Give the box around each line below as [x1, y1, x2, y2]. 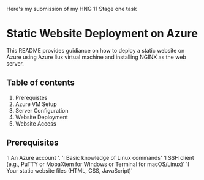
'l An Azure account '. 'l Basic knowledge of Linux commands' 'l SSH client [6, 154, 194, 161]
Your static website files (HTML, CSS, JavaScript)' [6, 167, 133, 174]
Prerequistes [15, 94, 48, 101]
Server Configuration [15, 107, 69, 114]
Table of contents [6, 78, 75, 88]
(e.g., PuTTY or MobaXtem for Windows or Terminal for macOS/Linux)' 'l [6, 160, 189, 168]
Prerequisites [6, 138, 59, 148]
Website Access [15, 119, 56, 127]
